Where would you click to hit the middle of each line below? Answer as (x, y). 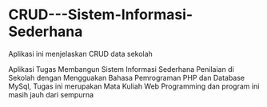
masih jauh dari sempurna (51, 94)
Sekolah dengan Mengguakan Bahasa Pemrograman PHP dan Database (127, 77)
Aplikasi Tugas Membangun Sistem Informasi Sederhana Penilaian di (121, 69)
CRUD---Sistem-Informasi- (101, 15)
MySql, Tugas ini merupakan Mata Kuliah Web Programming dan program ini (134, 86)
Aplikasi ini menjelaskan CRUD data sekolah (81, 53)
